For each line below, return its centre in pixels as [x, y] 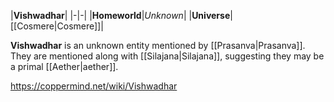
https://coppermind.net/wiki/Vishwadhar [94, 86]
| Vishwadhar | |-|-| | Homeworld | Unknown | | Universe [120, 15]
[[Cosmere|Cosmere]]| [57, 26]
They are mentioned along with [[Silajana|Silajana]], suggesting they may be [167, 56]
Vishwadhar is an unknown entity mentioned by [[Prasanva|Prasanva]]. [158, 45]
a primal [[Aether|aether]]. [64, 66]
